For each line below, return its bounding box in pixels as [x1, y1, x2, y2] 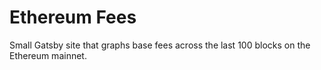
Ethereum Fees [9, 6, 137, 29]
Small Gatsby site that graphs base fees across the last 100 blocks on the [9, 39, 311, 51]
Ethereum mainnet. [9, 49, 87, 61]
